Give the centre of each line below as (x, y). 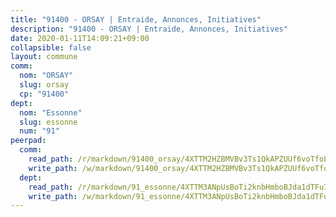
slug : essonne (48, 122)
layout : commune (44, 57)
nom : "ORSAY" (46, 76)
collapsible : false (51, 47)
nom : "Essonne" (51, 112)
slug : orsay (44, 85)
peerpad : (28, 141)
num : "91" (39, 131)
